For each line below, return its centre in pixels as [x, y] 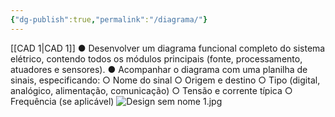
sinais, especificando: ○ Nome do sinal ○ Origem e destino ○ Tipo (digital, [165, 80]
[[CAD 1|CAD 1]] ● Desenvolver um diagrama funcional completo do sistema [168, 48]
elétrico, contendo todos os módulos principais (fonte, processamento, [156, 58]
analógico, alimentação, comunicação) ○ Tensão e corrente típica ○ [151, 90]
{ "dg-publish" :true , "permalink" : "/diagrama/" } [109, 19]
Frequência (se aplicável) [62, 101]
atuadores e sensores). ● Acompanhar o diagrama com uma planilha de [159, 69]
